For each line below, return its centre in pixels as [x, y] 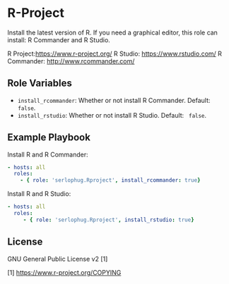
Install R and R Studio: [39, 194]
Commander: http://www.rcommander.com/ [71, 61]
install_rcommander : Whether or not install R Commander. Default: [114, 100]
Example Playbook [49, 138]
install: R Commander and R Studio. [59, 39]
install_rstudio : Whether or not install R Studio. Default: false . [112, 115]
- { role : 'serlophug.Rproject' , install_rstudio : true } [108, 220]
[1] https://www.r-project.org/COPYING [64, 272]
